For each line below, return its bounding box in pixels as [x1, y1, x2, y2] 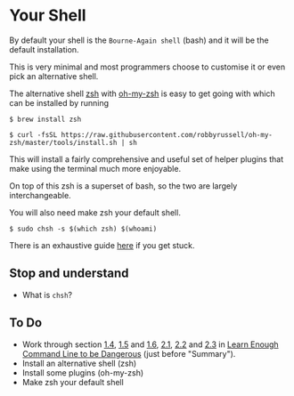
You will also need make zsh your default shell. [9, 206, 181, 218]
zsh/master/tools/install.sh [9, 138, 118, 147]
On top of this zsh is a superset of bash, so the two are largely [9, 180, 238, 191]
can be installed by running [9, 97, 110, 108]
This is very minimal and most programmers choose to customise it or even [9, 61, 286, 72]
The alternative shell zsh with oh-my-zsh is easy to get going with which [9, 88, 275, 99]
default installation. [9, 44, 79, 54]
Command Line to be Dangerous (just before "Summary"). [21, 348, 236, 359]
